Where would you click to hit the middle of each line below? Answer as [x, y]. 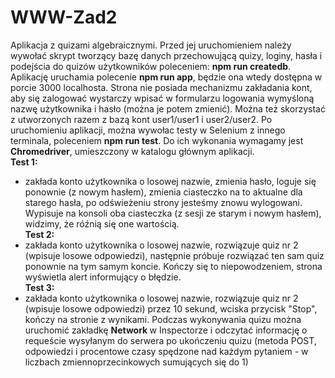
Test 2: [39, 234]
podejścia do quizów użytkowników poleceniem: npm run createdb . [151, 66]
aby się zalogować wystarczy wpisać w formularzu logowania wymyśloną [162, 98]
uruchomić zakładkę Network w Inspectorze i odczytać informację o [166, 330]
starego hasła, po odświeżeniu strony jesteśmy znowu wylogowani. [163, 202]
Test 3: [39, 287]
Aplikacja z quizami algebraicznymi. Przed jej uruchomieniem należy [151, 45]
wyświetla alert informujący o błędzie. [103, 277]
